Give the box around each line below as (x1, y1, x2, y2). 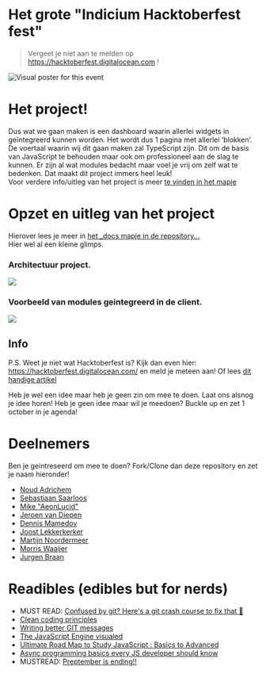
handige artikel (8, 375, 57, 385)
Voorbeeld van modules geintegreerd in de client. (8, 297, 203, 308)
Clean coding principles (19, 615, 97, 624)
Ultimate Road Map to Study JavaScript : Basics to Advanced (19, 640, 219, 649)
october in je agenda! (8, 407, 78, 417)
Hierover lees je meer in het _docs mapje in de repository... (8, 231, 200, 240)
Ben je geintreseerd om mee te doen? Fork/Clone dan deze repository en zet (8, 461, 258, 471)
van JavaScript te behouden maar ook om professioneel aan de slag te (8, 151, 239, 161)
